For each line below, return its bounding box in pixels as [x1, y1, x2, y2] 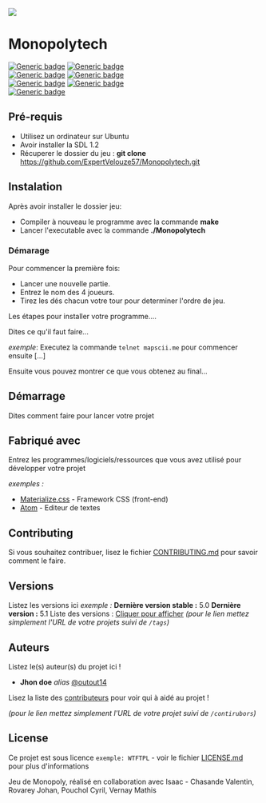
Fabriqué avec [8, 434, 81, 448]
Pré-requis [8, 110, 63, 124]
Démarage [8, 245, 50, 256]
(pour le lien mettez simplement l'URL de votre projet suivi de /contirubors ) [8, 708, 257, 717]
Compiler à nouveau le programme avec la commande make [19, 217, 220, 226]
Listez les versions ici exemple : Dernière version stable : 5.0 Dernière [8, 601, 241, 610]
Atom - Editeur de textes [19, 503, 101, 513]
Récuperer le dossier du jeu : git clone [19, 148, 146, 158]
